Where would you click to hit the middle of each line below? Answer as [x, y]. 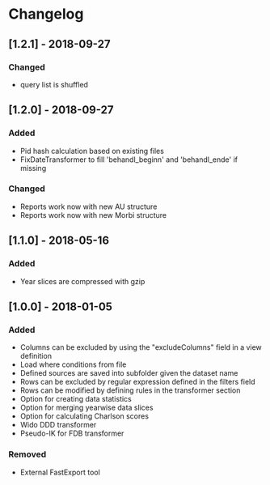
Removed [27, 454]
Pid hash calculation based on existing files [92, 151]
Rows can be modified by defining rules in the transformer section [130, 390]
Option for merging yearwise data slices [86, 408]
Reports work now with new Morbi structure [93, 215]
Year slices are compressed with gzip [82, 281]
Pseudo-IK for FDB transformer [72, 433]
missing [33, 168]
